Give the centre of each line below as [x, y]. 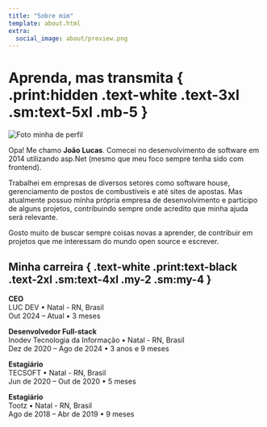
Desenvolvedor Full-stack [52, 332]
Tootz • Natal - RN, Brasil [50, 405]
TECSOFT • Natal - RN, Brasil [57, 373]
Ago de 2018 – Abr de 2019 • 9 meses [71, 414]
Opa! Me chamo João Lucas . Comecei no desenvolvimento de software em [134, 151]
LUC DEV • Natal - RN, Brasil [56, 307]
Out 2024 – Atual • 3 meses [54, 316]
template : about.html [45, 23]
